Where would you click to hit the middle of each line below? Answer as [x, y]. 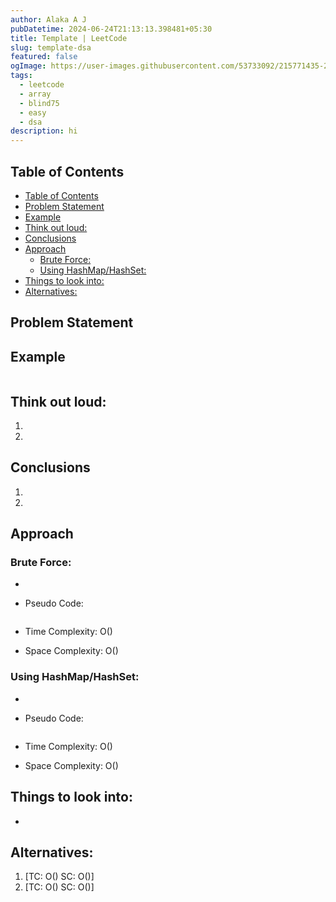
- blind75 [39, 103]
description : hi [44, 131]
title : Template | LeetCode [69, 38]
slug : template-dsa [51, 47]
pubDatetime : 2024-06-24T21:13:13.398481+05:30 [111, 29]
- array [35, 94]
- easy [33, 112]
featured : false [44, 57]
